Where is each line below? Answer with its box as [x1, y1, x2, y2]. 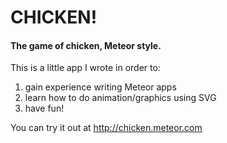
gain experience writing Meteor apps [24, 81, 177, 93]
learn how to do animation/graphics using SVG [24, 92, 217, 104]
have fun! [24, 102, 65, 115]
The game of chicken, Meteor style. [10, 39, 162, 51]
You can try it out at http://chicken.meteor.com [10, 122, 203, 134]
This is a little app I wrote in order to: [10, 62, 161, 74]
